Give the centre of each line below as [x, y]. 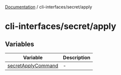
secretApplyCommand [33, 66]
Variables [20, 44]
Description [77, 57]
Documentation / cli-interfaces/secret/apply [49, 7]
